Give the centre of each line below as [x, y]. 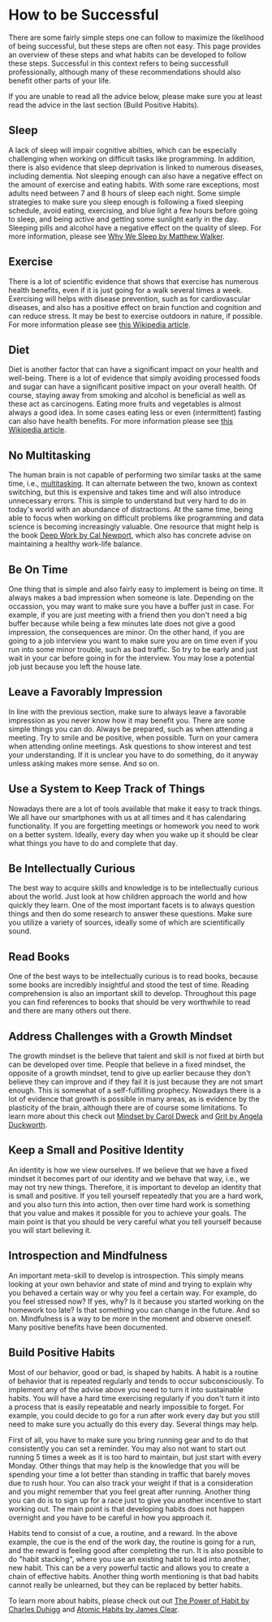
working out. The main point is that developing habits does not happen [127, 1508]
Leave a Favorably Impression [86, 692]
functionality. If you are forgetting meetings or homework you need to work [134, 826]
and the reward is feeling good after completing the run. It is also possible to [136, 1550]
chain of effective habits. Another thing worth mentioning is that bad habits [134, 1576]
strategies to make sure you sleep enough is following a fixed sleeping [126, 201]
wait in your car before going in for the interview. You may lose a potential [132, 658]
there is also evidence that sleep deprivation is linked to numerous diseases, [136, 167]
